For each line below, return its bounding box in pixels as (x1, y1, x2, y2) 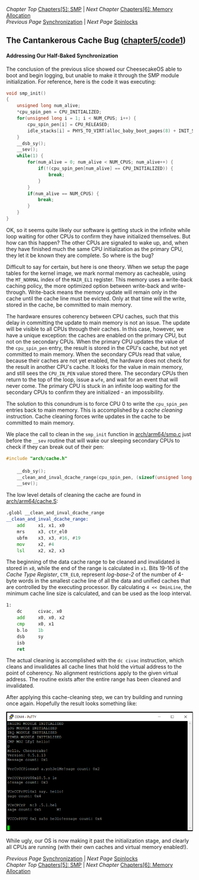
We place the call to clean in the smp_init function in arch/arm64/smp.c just (6, 430, 191, 437)
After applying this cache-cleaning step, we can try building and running (6, 694, 183, 701)
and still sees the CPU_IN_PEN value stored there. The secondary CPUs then (6, 369, 188, 377)
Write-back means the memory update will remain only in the (28, 289, 177, 296)
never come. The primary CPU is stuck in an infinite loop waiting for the (6, 382, 181, 389)
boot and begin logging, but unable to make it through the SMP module (6, 71, 179, 79)
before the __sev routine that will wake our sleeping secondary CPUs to (6, 437, 180, 444)
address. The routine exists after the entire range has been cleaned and (6, 676, 181, 683)
